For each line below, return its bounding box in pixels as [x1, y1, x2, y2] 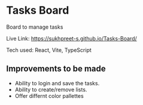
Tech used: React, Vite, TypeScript [6, 46, 92, 54]
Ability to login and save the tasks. [14, 79, 100, 87]
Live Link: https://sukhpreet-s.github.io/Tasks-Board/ [6, 35, 138, 42]
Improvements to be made [6, 64, 106, 74]
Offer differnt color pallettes [14, 92, 84, 99]
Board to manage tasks [6, 23, 63, 30]
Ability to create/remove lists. [14, 86, 87, 93]
